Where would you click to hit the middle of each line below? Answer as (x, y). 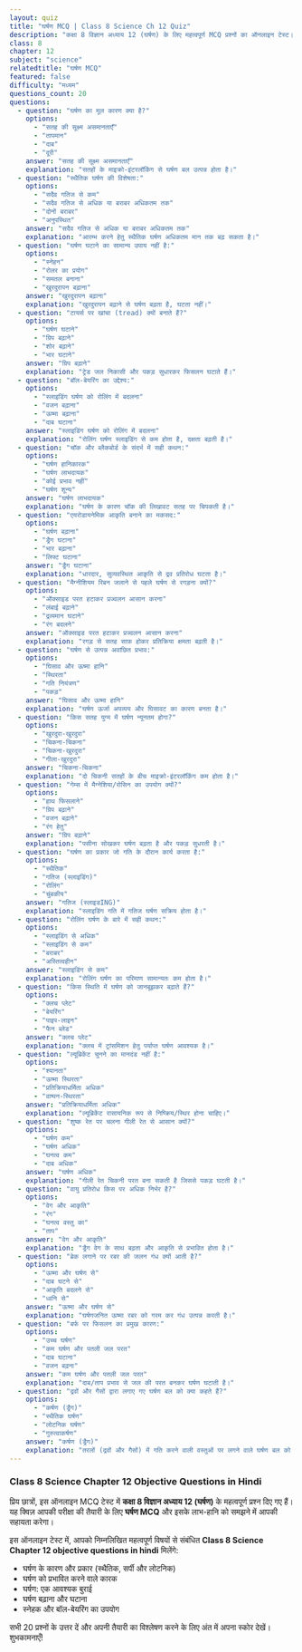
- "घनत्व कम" (55, 1155)
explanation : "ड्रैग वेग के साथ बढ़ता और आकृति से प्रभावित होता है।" (130, 1248)
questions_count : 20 (48, 93)
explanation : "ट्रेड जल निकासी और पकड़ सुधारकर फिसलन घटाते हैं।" (131, 372)
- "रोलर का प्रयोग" (61, 271)
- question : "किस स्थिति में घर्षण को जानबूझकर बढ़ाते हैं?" (106, 987)
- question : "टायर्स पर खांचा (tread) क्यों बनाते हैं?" (103, 313)
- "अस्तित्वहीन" (56, 961)
